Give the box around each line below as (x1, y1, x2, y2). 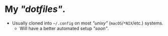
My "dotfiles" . (5, 3, 66, 15)
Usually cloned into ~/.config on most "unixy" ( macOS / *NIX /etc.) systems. (12, 20, 163, 26)
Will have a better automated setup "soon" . (19, 25, 109, 31)
